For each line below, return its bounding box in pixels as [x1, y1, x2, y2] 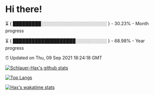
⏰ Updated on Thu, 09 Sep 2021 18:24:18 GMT [5, 54, 102, 61]
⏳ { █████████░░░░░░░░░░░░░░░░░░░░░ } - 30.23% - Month [5, 20, 149, 26]
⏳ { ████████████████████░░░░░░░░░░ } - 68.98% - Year [5, 38, 145, 44]
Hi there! [5, 4, 42, 15]
